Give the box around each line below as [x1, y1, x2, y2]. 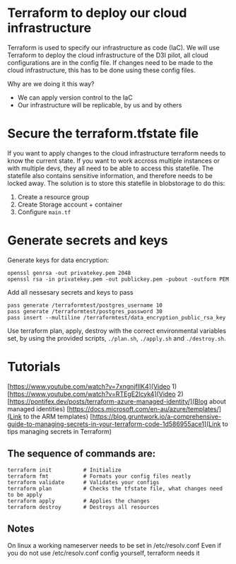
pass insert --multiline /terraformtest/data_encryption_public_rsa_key [7, 314, 226, 321]
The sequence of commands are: [7, 447, 156, 460]
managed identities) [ [7, 404, 69, 413]
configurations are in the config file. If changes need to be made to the [7, 58, 213, 66]
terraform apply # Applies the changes [7, 497, 151, 505]
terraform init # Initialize [7, 466, 122, 474]
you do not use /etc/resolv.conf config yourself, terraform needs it [7, 549, 200, 558]
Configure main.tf [17, 207, 71, 216]
